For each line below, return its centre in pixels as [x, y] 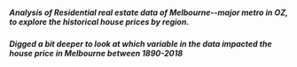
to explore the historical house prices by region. [99, 21]
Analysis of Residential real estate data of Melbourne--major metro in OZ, [148, 12]
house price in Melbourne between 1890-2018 [96, 53]
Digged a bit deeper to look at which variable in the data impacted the [141, 43]
